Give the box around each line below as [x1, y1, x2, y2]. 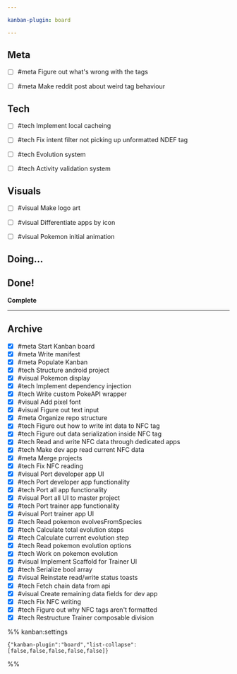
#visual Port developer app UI [17, 470, 104, 478]
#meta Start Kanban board [17, 342, 95, 350]
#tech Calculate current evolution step [17, 533, 129, 542]
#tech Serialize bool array [17, 565, 93, 574]
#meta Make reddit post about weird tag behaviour [17, 82, 166, 91]
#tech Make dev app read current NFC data [17, 446, 145, 454]
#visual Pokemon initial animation [17, 232, 115, 240]
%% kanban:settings [7, 627, 68, 636]
